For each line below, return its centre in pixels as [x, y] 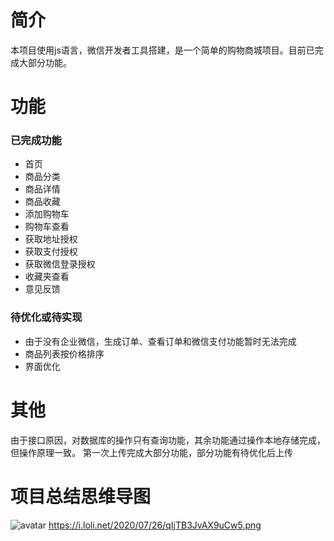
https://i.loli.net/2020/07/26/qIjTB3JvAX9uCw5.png [155, 525]
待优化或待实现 [46, 318]
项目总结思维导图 [81, 496]
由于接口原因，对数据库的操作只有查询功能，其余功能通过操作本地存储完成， [168, 440]
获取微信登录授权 [60, 264]
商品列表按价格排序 [64, 353]
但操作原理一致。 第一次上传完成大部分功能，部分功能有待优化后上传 [151, 452]
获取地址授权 [51, 239]
